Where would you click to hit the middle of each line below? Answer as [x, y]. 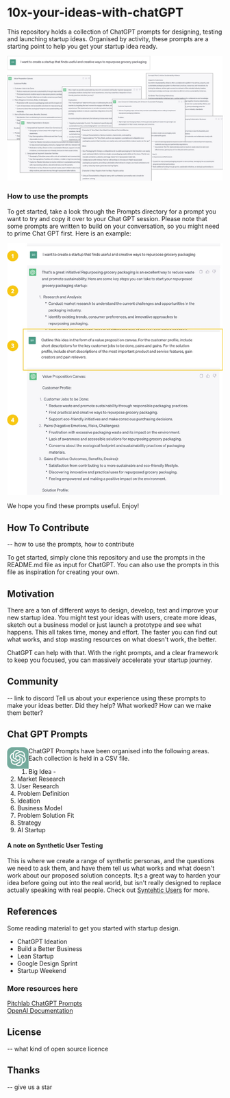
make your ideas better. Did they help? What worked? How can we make [109, 705]
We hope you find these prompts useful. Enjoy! [73, 506]
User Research [38, 786]
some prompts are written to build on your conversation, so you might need [113, 226]
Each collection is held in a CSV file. [79, 758]
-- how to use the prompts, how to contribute [71, 545]
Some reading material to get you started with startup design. [93, 928]
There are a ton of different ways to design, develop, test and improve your [113, 610]
